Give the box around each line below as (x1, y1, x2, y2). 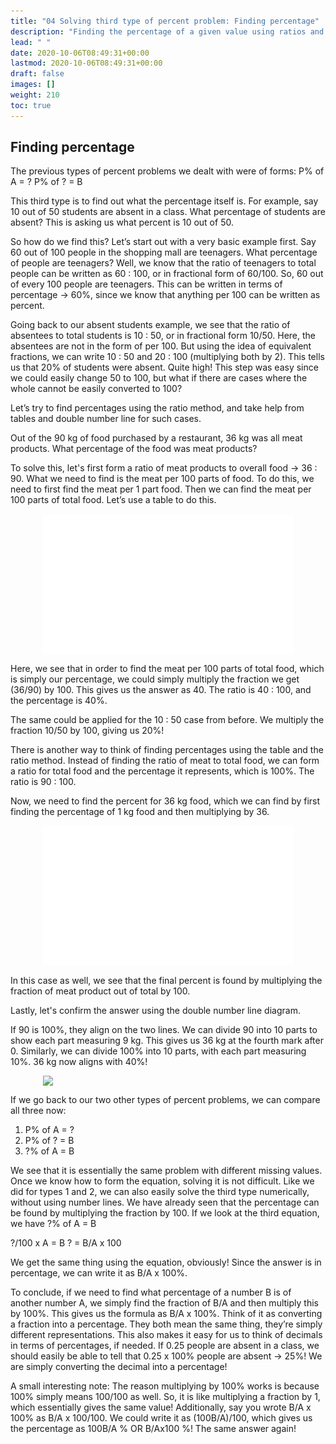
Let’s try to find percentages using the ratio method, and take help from (10, 402, 305, 414)
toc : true (10, 100, 52, 110)
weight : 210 (10, 90, 60, 100)
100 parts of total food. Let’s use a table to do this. (10, 494, 217, 506)
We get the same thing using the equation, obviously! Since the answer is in (10, 1256, 322, 1269)
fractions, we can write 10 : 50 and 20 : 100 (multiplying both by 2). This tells (10, 351, 325, 363)
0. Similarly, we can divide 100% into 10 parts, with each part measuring (10, 1045, 307, 1057)
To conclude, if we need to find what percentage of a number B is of (10, 1286, 292, 1299)
